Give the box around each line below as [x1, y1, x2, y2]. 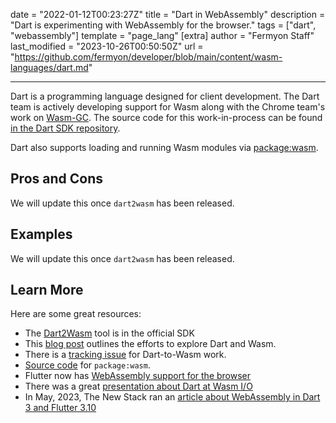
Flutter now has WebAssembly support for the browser [24, 370, 252, 382]
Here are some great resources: [10, 308, 142, 320]
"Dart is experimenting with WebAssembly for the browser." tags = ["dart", [10, 19, 317, 31]
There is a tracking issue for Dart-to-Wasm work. [24, 349, 227, 361]
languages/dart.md [10, 62, 89, 73]
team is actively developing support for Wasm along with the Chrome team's [10, 101, 326, 113]
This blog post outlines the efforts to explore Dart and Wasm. [24, 338, 277, 350]
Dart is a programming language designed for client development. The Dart [10, 90, 320, 102]
